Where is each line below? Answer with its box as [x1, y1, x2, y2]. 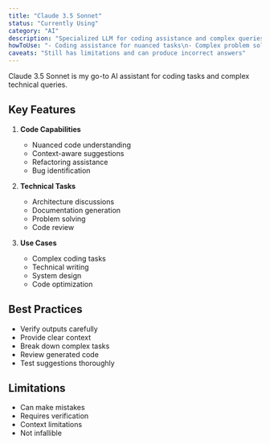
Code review [31, 222, 75, 232]
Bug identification [31, 166, 91, 175]
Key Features [8, 103, 76, 117]
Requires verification [19, 411, 89, 421]
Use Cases [19, 238, 58, 248]
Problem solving [31, 214, 86, 224]
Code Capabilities [19, 124, 82, 134]
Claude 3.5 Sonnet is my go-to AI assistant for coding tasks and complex [8, 72, 250, 80]
